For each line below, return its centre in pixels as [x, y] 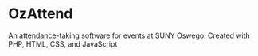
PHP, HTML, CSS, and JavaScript [63, 43]
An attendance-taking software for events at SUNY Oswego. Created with [129, 35]
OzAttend [41, 14]
